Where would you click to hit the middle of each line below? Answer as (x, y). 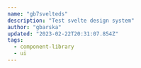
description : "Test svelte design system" (71, 21)
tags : (15, 40)
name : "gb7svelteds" (38, 14)
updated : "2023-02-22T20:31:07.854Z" (63, 34)
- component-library (44, 47)
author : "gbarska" (34, 27)
